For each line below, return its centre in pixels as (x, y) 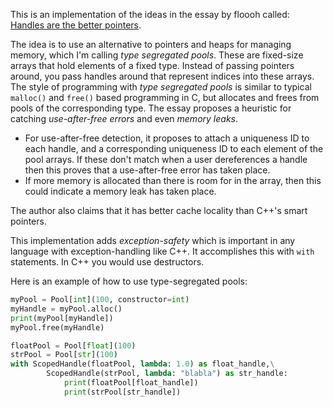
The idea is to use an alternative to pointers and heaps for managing (151, 44)
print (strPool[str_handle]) (122, 392)
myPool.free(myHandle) (57, 327)
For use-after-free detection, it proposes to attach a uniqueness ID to (167, 138)
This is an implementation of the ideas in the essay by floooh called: (150, 14)
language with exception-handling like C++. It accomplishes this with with (162, 251)
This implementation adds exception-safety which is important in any (153, 240)
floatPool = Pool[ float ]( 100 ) (73, 345)
